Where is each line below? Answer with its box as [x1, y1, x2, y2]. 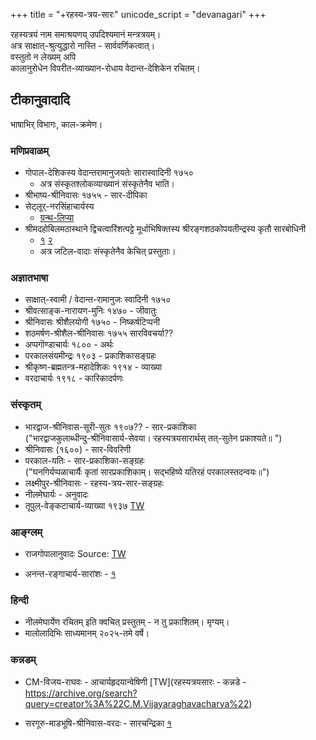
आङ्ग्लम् [10, 525, 43, 539]
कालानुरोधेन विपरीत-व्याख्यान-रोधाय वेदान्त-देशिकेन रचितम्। [10, 62, 201, 74]
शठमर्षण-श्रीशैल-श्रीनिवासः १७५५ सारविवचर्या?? [24, 327, 174, 339]
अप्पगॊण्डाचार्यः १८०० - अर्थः [24, 339, 114, 351]
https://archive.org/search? [24, 687, 138, 699]
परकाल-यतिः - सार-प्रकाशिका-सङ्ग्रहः [24, 454, 145, 466]
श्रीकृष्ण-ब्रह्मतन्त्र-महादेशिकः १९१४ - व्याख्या [24, 361, 163, 373]
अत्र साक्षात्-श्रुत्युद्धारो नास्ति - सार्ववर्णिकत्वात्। [10, 40, 156, 51]
